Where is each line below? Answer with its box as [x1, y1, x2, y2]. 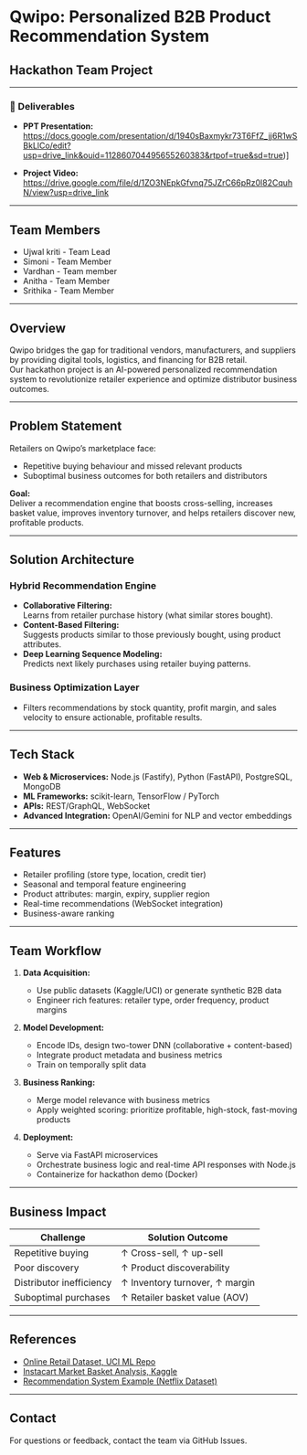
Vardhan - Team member [22, 266, 117, 277]
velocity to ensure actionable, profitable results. [22, 711, 203, 723]
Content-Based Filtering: [22, 620, 120, 631]
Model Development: [22, 1022, 105, 1034]
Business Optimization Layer [9, 681, 140, 694]
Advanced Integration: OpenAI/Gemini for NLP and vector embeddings [22, 810, 292, 821]
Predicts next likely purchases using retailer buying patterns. [22, 658, 251, 669]
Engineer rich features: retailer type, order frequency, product [36, 994, 270, 1006]
